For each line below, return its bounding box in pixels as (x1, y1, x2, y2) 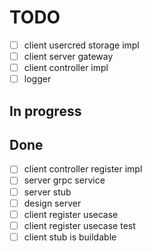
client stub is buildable (23, 231, 117, 243)
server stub (23, 186, 72, 198)
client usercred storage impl (23, 39, 140, 51)
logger (23, 73, 52, 85)
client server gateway (23, 51, 114, 62)
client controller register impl (23, 163, 143, 175)
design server (23, 197, 82, 209)
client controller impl (23, 62, 109, 74)
